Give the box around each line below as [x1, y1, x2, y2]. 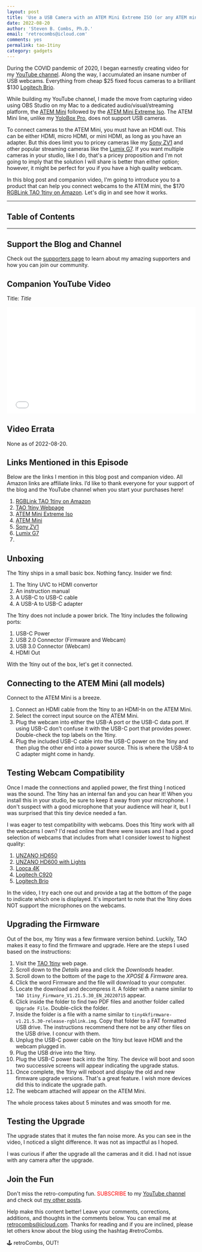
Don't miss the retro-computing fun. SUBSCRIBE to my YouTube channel [7, 1190, 186, 1197]
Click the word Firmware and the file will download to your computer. [15, 979, 186, 986]
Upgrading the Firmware [7, 919, 100, 929]
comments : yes [7, 37, 43, 43]
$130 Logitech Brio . [7, 84, 55, 91]
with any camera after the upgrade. [7, 1156, 94, 1164]
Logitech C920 [15, 871, 53, 878]
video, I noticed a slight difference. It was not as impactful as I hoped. [7, 1138, 179, 1146]
